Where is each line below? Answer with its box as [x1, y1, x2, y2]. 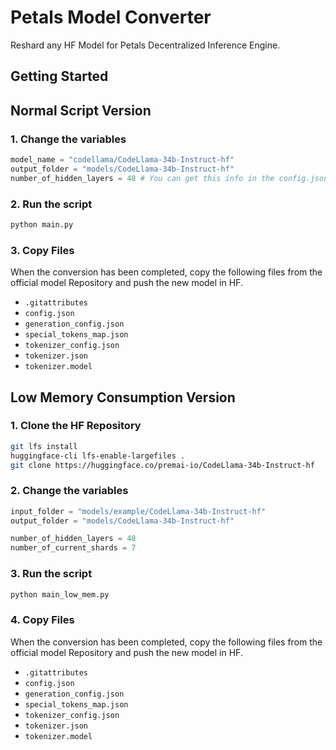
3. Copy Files [10, 243, 75, 257]
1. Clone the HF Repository [10, 419, 142, 433]
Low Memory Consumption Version [10, 389, 236, 406]
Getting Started [10, 68, 109, 85]
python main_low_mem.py [10, 589, 110, 600]
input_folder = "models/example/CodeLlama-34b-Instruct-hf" [10, 506, 267, 516]
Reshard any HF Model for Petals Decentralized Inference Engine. [10, 39, 281, 51]
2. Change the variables [10, 484, 129, 498]
